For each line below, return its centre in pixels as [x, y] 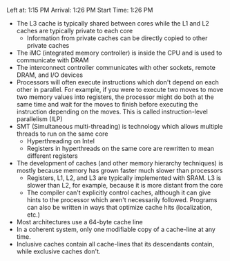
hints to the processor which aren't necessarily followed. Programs [122, 200]
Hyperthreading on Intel [60, 141]
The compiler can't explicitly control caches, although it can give [119, 192]
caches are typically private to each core [75, 31]
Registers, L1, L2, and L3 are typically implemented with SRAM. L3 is [124, 178]
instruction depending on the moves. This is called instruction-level [112, 111]
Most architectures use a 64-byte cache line [79, 222]
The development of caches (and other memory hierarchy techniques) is [120, 163]
